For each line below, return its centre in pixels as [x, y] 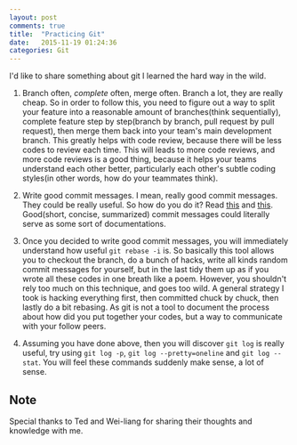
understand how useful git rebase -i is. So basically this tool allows [148, 251]
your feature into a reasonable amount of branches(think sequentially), [152, 112]
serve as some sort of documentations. [94, 224]
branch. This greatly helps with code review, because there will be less [152, 141]
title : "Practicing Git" [57, 34]
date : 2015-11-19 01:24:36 [63, 42]
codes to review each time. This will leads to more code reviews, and [148, 150]
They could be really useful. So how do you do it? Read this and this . [148, 205]
